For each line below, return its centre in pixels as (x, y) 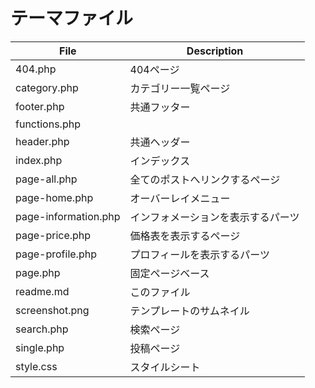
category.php (47, 87)
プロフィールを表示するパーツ (199, 254)
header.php (42, 141)
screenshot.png (52, 310)
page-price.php (53, 235)
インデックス (160, 161)
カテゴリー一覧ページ (180, 88)
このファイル (160, 292)
